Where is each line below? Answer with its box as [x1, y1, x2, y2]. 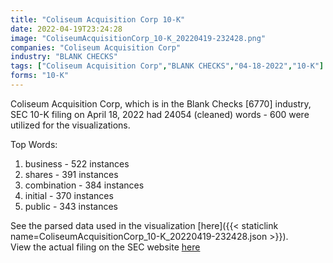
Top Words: [10, 138, 58, 150]
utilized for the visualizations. [10, 119, 131, 131]
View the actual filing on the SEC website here [10, 241, 201, 253]
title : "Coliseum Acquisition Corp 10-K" [10, 14, 186, 25]
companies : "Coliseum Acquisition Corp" [10, 42, 182, 53]
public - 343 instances [24, 200, 118, 212]
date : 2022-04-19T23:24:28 [10, 24, 123, 34]
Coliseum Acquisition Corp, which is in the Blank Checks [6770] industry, [10, 97, 312, 110]
